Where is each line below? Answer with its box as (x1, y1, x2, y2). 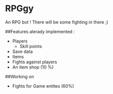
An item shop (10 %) (12, 64, 54, 70)
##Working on (5, 73, 35, 79)
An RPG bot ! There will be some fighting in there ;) (5, 19, 109, 25)
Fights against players (12, 59, 58, 65)
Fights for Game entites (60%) (12, 83, 74, 89)
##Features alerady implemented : (5, 28, 75, 34)
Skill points (19, 43, 42, 49)
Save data (12, 48, 33, 54)
